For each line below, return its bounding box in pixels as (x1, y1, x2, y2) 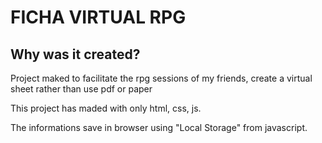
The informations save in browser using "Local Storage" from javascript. (10, 122, 308, 133)
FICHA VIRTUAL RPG (10, 6, 187, 29)
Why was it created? (10, 46, 141, 63)
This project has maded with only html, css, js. (10, 102, 202, 114)
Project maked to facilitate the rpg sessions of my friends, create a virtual (10, 72, 313, 84)
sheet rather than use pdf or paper (10, 83, 153, 95)
